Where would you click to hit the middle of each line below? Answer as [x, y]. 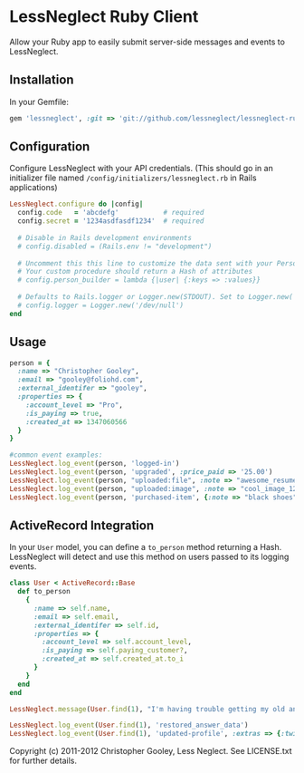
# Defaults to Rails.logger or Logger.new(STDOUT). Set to [131, 297]
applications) [33, 188]
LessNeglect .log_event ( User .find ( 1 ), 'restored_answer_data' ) [129, 725]
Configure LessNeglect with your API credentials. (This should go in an [141, 169]
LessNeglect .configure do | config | [76, 204]
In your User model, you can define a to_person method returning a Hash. [146, 547]
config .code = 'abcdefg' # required [111, 213]
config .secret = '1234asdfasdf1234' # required [111, 221]
